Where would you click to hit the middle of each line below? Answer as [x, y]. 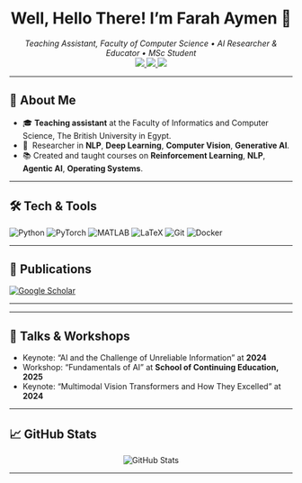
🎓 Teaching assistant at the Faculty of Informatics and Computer [146, 123]
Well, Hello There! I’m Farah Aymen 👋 [151, 18]
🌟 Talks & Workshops [70, 336]
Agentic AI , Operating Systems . [83, 168]
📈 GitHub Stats [53, 434]
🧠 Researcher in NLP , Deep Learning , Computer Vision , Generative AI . [156, 145]
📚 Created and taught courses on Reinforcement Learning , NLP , [144, 155]
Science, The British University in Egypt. [97, 135]
